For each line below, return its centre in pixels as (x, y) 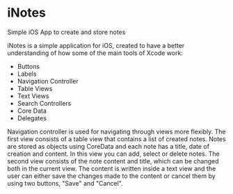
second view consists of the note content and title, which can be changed (113, 161)
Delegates (32, 118)
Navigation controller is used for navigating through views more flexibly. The (116, 131)
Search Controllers (44, 103)
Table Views (35, 88)
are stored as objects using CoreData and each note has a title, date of (109, 146)
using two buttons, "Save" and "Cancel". (65, 183)
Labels (27, 74)
